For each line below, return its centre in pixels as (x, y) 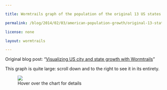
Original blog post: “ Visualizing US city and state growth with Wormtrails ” (80, 59)
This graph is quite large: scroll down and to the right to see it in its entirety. (83, 69)
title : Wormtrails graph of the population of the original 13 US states (83, 14)
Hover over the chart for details (50, 83)
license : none (20, 32)
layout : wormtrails (25, 41)
